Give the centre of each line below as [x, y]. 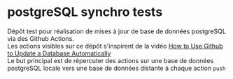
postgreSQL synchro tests [85, 12]
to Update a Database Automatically [59, 53]
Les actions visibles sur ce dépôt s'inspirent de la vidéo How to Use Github [115, 46]
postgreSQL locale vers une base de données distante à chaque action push [116, 68]
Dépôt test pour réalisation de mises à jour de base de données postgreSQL [116, 31]
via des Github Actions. [41, 38]
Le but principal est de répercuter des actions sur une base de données [111, 60]
